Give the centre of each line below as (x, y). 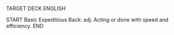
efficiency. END (25, 26)
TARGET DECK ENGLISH (36, 8)
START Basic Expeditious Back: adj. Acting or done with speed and (87, 20)
